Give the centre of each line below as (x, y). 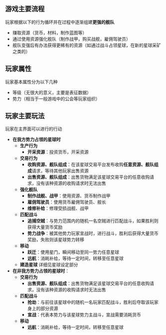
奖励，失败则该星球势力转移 (56, 240)
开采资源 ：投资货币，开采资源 (58, 152)
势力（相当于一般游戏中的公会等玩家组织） (56, 99)
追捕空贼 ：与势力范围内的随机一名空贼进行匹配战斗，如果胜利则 (93, 221)
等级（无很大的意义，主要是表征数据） (52, 92)
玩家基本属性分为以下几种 (31, 82)
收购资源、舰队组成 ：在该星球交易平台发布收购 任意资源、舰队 (91, 165)
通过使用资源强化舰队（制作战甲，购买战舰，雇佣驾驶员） (71, 39)
